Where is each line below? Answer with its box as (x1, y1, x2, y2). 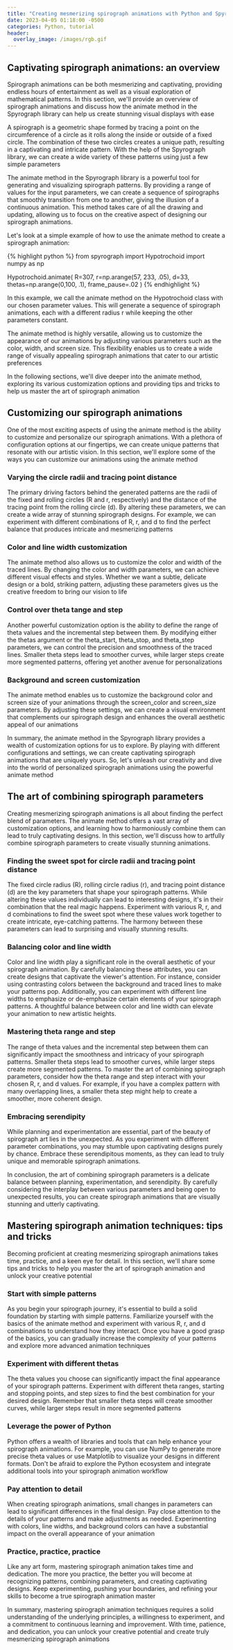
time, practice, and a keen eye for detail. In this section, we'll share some (7, 1256, 216, 1265)
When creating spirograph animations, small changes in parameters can (7, 1499, 213, 1508)
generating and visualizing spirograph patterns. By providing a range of (7, 181, 212, 189)
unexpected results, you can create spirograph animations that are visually (7, 1192, 221, 1201)
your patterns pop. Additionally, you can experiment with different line (7, 987, 207, 996)
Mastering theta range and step (7, 1027, 116, 1037)
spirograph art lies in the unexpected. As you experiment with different (7, 1135, 209, 1143)
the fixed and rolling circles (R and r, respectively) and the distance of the (7, 496, 217, 504)
